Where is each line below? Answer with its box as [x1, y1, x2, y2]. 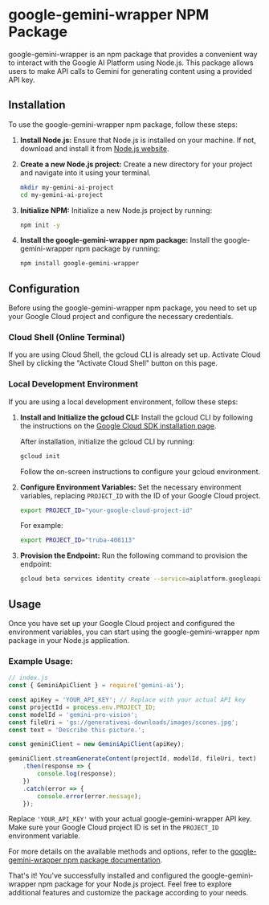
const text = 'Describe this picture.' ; [8, 726, 146, 734]
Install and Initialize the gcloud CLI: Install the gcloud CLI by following [19, 412, 254, 422]
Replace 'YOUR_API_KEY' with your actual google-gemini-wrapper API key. [8, 814, 252, 824]
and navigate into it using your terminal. [19, 167, 151, 178]
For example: [19, 521, 63, 530]
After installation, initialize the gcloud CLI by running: [19, 436, 195, 446]
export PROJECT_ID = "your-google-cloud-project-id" [19, 506, 194, 514]
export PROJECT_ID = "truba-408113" [19, 536, 136, 544]
